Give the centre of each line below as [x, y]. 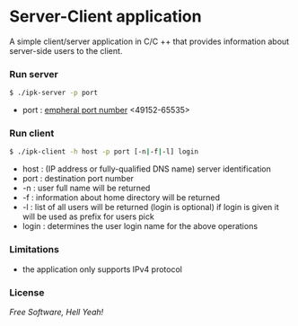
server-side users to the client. [66, 50]
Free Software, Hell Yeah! [57, 312]
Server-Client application [105, 17]
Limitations [35, 250]
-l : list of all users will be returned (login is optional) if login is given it [151, 207]
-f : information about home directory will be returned [121, 198]
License [27, 292]
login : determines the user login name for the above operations [140, 226]
